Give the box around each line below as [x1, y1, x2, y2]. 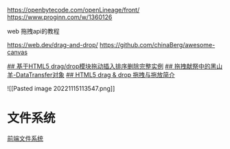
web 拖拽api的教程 [7, 27, 60, 35]
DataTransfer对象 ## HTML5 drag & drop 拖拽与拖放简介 [16, 71, 175, 79]
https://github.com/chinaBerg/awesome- [99, 41, 216, 49]
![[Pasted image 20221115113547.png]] [7, 85, 115, 92]
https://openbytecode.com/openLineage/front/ [7, 6, 140, 14]
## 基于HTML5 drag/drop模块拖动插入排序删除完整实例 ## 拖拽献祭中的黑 [7, 62, 217, 70]
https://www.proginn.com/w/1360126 [7, 13, 113, 21]
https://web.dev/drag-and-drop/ [7, 41, 98, 49]
